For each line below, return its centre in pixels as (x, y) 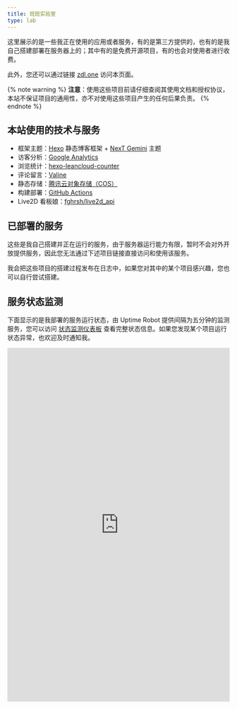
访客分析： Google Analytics (58, 157)
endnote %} (25, 106)
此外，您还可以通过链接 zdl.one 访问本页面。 (72, 74)
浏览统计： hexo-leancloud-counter (68, 166)
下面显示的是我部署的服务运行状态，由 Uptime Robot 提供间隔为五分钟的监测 (119, 320)
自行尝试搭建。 (41, 277)
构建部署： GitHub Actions (55, 192)
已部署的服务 (35, 226)
